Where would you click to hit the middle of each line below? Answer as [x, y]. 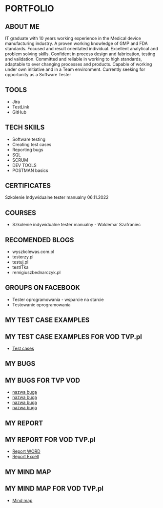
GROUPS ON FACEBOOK [43, 288]
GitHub [19, 112]
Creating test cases [32, 144]
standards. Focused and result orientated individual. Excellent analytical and [82, 49]
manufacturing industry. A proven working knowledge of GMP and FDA [76, 43]
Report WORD [26, 451]
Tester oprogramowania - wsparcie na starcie [58, 299]
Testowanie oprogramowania [41, 305]
